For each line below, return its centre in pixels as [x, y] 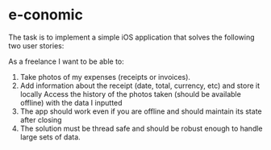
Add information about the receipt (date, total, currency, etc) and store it [140, 85]
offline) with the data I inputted [71, 102]
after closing [41, 119]
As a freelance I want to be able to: [66, 61]
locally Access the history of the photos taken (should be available [131, 94]
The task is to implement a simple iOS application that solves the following [132, 37]
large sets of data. [50, 137]
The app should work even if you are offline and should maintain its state [141, 111]
